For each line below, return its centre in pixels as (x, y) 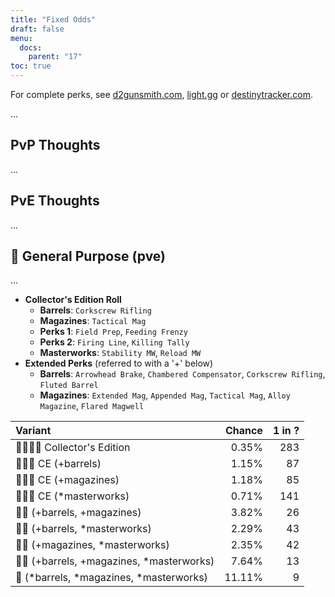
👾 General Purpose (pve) (88, 256)
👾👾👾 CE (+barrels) (58, 464)
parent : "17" (55, 57)
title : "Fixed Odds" (53, 19)
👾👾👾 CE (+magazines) (67, 480)
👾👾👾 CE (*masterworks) (72, 496)
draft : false (37, 29)
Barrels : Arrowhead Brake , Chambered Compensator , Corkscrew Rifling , (182, 374)
